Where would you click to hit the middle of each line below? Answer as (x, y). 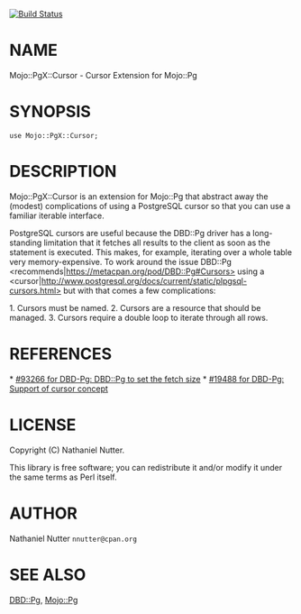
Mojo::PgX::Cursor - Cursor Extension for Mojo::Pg (104, 75)
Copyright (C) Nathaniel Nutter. (67, 450)
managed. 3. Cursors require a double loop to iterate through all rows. (139, 317)
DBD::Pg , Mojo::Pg (44, 600)
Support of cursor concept (59, 389)
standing (26, 243)
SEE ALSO (48, 575)
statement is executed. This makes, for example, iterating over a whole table (151, 252)
